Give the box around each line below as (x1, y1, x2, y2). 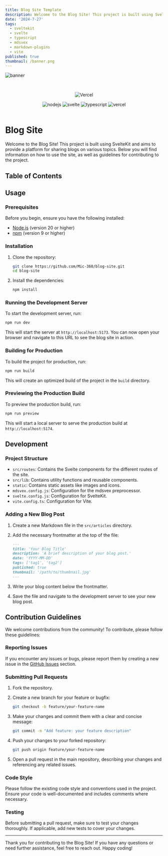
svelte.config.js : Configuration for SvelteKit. (12, 493, 107, 499)
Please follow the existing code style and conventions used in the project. (5, 786, 157, 792)
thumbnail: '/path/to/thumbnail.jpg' (12, 569, 91, 575)
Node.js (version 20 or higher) (12, 225, 75, 231)
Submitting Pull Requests (5, 673, 68, 680)
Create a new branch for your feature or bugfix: (12, 694, 110, 700)
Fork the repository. (12, 685, 53, 691)
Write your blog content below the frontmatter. (12, 583, 108, 590)
